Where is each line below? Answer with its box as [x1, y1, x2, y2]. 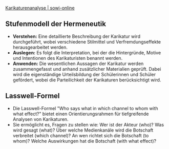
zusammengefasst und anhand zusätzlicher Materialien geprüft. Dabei [12, 66, 161, 72]
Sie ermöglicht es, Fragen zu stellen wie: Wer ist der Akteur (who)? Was [12, 121, 164, 127]
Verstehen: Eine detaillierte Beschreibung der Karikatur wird [12, 33, 141, 39]
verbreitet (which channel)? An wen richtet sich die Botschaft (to [12, 132, 149, 138]
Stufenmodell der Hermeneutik [5, 19, 107, 28]
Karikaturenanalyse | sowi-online [5, 5, 75, 11]
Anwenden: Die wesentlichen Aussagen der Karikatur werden [12, 60, 144, 67]
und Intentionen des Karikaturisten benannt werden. [12, 55, 123, 61]
